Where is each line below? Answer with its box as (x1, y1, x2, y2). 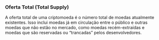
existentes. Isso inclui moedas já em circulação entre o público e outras (5, 20, 148, 25)
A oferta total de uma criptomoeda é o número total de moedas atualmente (5, 15, 154, 20)
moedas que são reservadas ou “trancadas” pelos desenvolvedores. (5, 30, 142, 36)
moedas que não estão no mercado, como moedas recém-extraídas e (5, 25, 144, 30)
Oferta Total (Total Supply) (5, 4, 69, 10)
